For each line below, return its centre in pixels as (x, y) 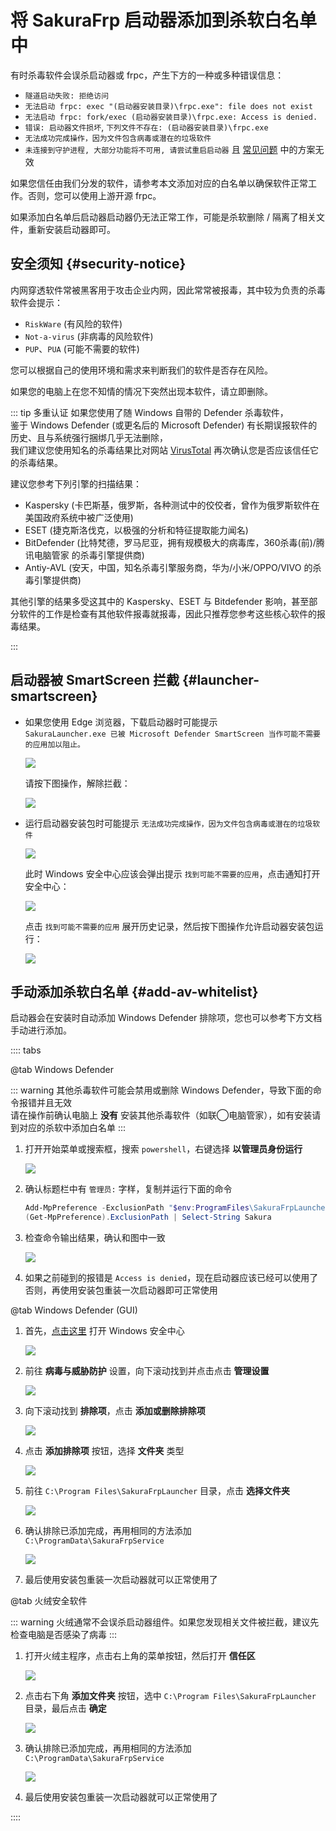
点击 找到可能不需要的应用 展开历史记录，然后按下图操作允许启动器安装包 (169, 926)
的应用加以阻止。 (54, 744)
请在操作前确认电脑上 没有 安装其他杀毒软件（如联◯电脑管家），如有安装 (161, 1115)
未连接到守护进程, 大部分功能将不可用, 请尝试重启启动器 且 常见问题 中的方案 (170, 149)
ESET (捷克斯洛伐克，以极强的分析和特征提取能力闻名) (136, 530)
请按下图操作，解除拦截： (77, 783)
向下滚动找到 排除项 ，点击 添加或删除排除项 (115, 1411)
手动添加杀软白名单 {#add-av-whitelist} (134, 991)
